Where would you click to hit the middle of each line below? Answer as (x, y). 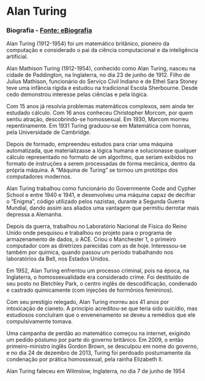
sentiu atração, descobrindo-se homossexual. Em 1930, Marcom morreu (97, 119)
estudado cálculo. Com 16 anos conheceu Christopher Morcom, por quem (100, 113)
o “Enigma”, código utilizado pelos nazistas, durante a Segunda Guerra (95, 202)
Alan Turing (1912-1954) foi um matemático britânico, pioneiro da (88, 43)
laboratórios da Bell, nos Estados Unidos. (58, 259)
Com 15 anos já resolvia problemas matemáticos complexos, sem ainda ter (100, 106)
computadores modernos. (39, 177)
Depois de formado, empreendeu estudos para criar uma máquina (90, 144)
